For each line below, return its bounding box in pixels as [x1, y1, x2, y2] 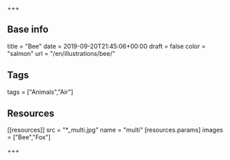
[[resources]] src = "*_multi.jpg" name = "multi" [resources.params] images [7, 126, 224, 134]
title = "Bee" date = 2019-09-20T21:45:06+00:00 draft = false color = [7, 42, 206, 50]
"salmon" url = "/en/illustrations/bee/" [7, 49, 116, 57]
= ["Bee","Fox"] [7, 133, 51, 141]
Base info [7, 23, 48, 35]
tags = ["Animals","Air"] [7, 88, 74, 96]
